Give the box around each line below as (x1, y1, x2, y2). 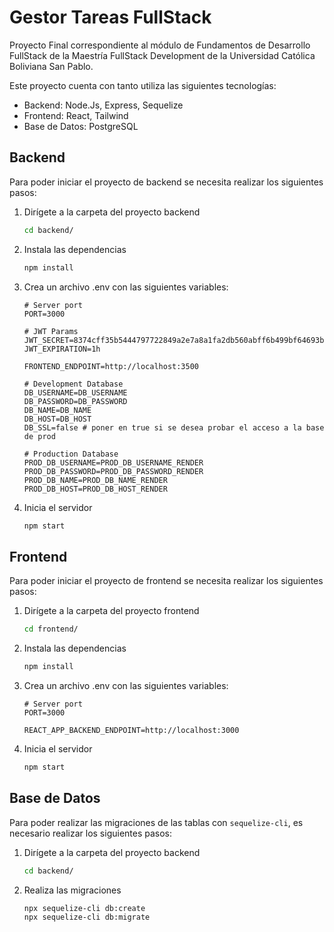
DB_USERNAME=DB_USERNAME (23, 387, 128, 398)
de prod (23, 431, 56, 441)
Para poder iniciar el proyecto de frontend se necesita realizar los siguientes (9, 575, 324, 587)
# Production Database (23, 449, 119, 459)
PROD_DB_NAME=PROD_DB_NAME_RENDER (23, 475, 168, 485)
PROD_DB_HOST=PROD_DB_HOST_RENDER (23, 484, 168, 494)
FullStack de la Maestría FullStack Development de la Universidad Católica (9, 49, 316, 61)
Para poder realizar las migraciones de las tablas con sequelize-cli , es (9, 816, 304, 828)
